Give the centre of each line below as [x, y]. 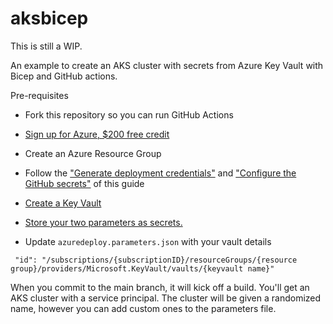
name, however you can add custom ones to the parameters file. [143, 308]
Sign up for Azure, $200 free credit [97, 134]
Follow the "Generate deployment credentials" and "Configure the [160, 173]
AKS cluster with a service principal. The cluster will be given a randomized [166, 298]
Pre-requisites [39, 95]
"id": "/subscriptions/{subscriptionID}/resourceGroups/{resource [156, 260]
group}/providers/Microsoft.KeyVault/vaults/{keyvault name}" [142, 268]
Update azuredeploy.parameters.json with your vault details [148, 241]
